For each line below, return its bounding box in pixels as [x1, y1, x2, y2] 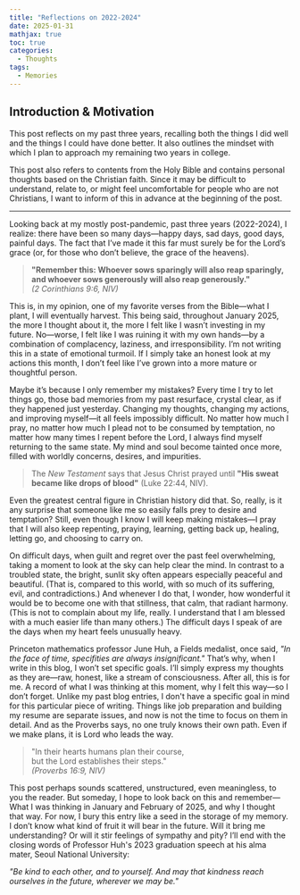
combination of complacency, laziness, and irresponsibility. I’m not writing [9, 339, 281, 349]
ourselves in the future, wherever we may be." [9, 875, 179, 886]
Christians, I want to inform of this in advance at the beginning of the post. [9, 193, 283, 204]
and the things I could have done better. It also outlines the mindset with [9, 138, 275, 148]
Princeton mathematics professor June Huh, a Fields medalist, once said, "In [9, 643, 291, 654]
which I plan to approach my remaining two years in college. [9, 146, 230, 157]
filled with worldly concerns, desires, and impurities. [9, 450, 202, 461]
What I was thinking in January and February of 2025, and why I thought [9, 801, 276, 812]
